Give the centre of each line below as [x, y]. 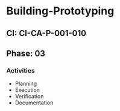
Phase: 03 [26, 53]
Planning [26, 84]
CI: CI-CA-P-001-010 [46, 33]
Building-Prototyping [60, 11]
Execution [27, 90]
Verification [29, 97]
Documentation [34, 103]
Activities [21, 70]
